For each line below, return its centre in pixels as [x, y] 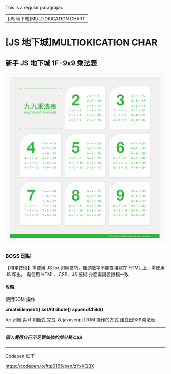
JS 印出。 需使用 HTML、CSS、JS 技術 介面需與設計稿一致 [67, 274]
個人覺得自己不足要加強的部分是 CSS [44, 337]
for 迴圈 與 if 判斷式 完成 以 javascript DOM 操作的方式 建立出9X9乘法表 [80, 320]
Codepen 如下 [20, 356]
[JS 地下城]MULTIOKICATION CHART [46, 19]
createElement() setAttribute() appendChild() [54, 309]
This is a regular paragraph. [34, 7]
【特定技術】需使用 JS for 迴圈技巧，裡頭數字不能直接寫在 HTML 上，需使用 [85, 268]
